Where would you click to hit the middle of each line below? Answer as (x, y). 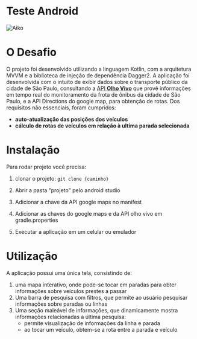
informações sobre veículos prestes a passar (71, 291)
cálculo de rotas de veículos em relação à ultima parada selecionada (102, 126)
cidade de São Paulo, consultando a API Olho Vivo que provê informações (98, 88)
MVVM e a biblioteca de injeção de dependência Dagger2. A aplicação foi (98, 75)
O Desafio (32, 52)
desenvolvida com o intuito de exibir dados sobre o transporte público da (97, 82)
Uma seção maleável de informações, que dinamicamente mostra (96, 310)
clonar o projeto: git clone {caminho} (62, 178)
